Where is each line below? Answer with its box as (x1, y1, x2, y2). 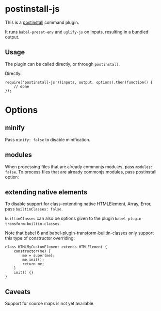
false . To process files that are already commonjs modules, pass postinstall (5, 169, 157, 174)
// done (14, 84, 29, 89)
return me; (22, 261, 45, 267)
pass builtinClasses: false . (5, 206, 63, 212)
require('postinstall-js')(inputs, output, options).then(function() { (5, 80, 153, 85)
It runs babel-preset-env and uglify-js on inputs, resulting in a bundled (5, 29, 149, 35)
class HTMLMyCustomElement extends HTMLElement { (5, 244, 108, 250)
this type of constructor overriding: (5, 235, 75, 241)
